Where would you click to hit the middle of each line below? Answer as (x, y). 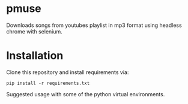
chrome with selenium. (35, 31)
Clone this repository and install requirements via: (68, 72)
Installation (35, 56)
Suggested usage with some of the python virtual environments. (86, 94)
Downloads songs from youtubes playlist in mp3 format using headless (94, 25)
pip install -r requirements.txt (48, 83)
